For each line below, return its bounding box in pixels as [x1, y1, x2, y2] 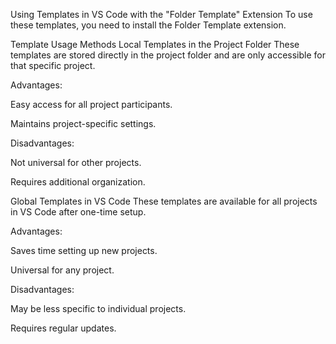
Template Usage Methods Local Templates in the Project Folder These [10, 39, 300, 50]
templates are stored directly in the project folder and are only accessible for [10, 49, 326, 61]
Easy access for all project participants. [10, 99, 173, 110]
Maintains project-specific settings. [10, 118, 157, 129]
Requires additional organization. [10, 176, 146, 188]
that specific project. [10, 60, 96, 71]
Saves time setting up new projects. [10, 245, 158, 256]
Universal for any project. [10, 264, 115, 276]
